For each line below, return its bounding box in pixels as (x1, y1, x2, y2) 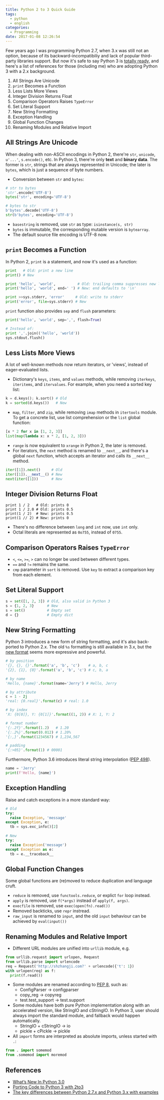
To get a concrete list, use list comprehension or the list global (12, 415, 141, 421)
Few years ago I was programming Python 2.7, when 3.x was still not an (5, 47, 149, 54)
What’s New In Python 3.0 (12, 1079, 65, 1084)
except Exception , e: (5, 820, 50, 825)
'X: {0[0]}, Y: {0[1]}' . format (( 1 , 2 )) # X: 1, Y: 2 (5, 712, 115, 717)
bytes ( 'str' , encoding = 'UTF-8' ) (5, 195, 71, 200)
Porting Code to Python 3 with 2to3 (12, 1084, 84, 1090)
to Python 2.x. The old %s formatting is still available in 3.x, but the (19, 644, 152, 650)
